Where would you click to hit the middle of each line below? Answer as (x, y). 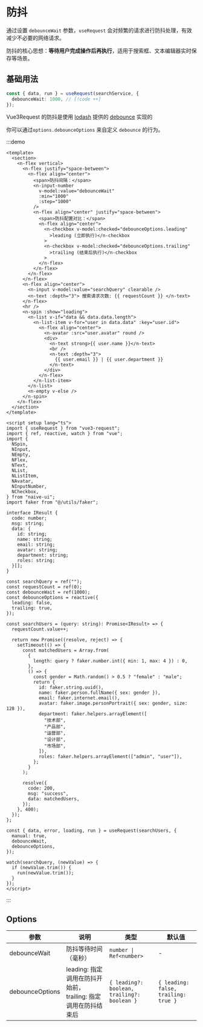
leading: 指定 (84, 970)
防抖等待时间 (84, 949)
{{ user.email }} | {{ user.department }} (109, 360)
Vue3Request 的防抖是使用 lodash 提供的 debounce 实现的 (79, 117)
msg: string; (28, 523)
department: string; (43, 556)
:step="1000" (55, 202)
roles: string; (36, 561)
